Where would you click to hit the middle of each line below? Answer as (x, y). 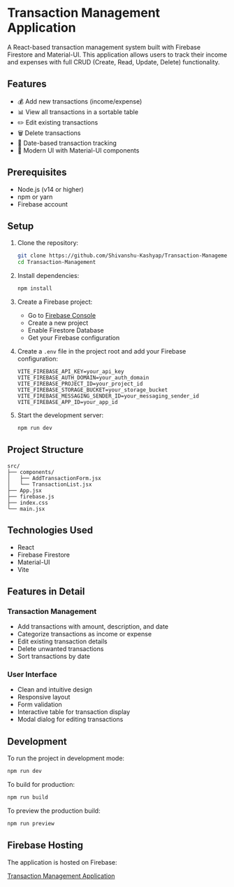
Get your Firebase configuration (74, 338)
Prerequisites (37, 173)
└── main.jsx (26, 509)
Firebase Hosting (45, 845)
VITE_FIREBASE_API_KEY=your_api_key (71, 372)
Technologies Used (50, 530)
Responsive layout (44, 697)
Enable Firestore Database (66, 330)
